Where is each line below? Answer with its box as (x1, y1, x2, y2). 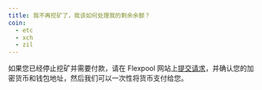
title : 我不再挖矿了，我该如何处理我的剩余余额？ (8, 11, 151, 20)
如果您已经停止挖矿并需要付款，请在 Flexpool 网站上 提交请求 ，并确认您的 (8, 64, 247, 73)
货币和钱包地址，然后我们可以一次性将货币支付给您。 (14, 73, 188, 83)
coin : (8, 19, 26, 27)
